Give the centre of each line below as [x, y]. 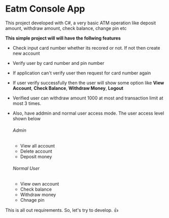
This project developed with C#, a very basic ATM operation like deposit [81, 23]
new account [26, 53]
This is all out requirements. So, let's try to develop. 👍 [62, 210]
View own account [40, 184]
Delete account [36, 151]
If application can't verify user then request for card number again [82, 73]
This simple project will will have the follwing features [63, 38]
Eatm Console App [45, 9]
